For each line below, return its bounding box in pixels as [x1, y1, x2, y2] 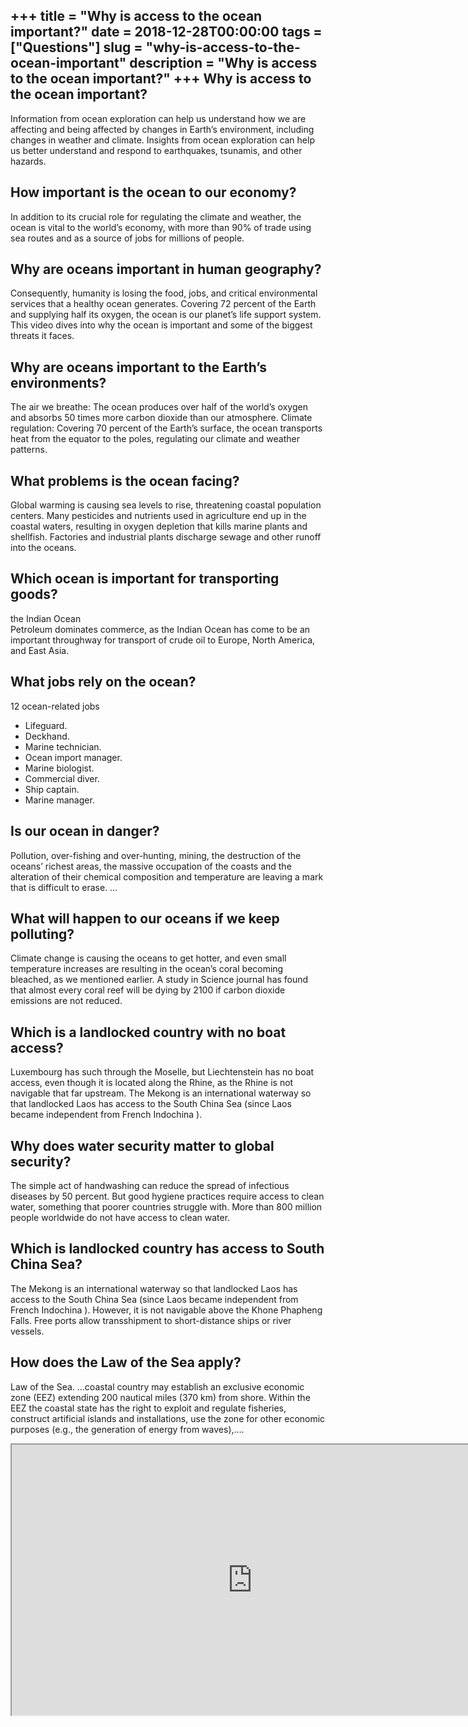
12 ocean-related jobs [10, 700, 100, 712]
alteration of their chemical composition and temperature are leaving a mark [10, 870, 324, 883]
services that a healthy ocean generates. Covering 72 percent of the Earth [10, 298, 317, 310]
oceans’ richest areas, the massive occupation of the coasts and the [10, 860, 292, 872]
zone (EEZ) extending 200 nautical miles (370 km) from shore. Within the [10, 1391, 311, 1403]
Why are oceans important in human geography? [10, 261, 322, 278]
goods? [10, 586, 58, 603]
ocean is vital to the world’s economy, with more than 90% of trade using [10, 221, 312, 233]
